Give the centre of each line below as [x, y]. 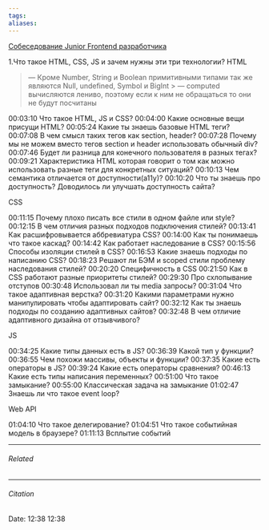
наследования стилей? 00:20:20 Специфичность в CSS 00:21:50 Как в [128, 269]
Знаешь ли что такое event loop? [64, 393]
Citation [21, 494]
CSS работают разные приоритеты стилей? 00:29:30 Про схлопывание [130, 277]
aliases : [23, 23]
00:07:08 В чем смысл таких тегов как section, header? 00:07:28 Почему [132, 135]
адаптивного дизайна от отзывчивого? [74, 320]
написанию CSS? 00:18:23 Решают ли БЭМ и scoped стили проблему [127, 260]
